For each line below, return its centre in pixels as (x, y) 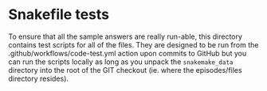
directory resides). (39, 78)
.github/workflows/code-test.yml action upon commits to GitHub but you (128, 53)
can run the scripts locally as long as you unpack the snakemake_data (121, 62)
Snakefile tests (59, 15)
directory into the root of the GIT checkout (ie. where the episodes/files (125, 70)
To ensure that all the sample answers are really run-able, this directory (126, 36)
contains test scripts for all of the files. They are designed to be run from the (133, 44)
